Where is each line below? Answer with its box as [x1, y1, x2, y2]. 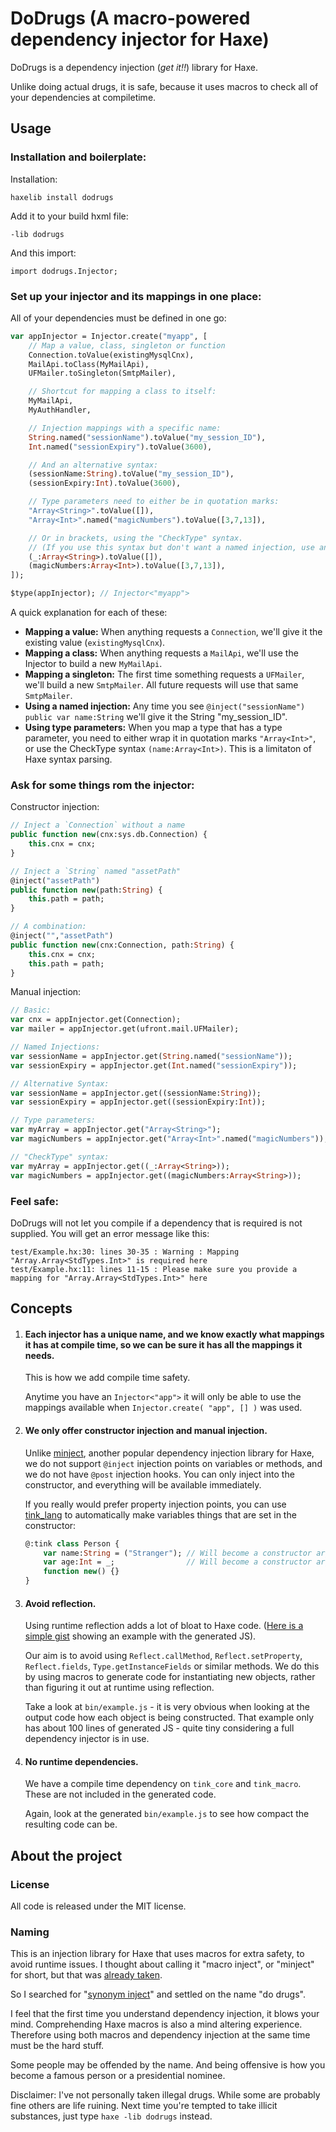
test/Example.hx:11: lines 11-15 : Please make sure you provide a [10, 1264, 298, 1274]
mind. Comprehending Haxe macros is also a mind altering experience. [10, 2018, 303, 2031]
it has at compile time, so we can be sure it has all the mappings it [24, 1338, 303, 1351]
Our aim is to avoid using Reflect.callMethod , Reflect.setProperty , [24, 1650, 303, 1662]
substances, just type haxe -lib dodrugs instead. [10, 2110, 213, 2122]
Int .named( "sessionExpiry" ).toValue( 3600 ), [28, 442, 213, 452]
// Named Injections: [10, 1042, 101, 1052]
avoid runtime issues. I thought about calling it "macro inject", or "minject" [10, 1958, 315, 1971]
